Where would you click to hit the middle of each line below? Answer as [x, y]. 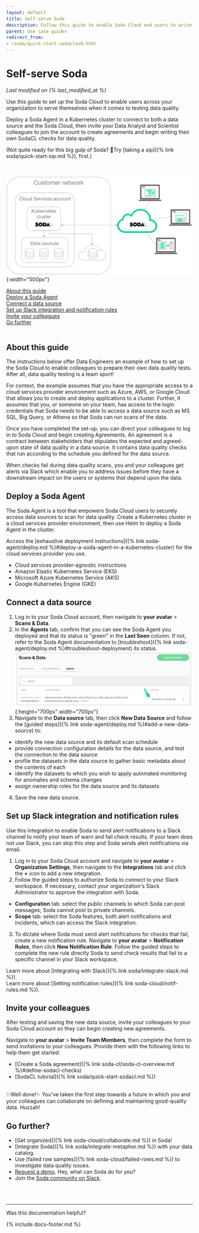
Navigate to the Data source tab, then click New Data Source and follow [103, 718]
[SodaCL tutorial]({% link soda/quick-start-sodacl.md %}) [85, 1077]
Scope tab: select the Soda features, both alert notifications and [93, 916]
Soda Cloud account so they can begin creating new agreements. [86, 1029]
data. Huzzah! [23, 1107]
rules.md [17, 990]
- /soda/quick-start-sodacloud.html [51, 44]
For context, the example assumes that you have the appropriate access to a [99, 386]
